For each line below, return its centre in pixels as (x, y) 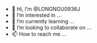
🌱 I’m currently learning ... (43, 21)
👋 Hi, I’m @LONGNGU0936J (46, 9)
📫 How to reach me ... (39, 34)
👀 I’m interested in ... (36, 15)
